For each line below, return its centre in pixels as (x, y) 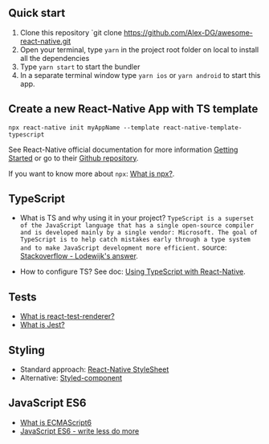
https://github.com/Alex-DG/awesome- (188, 32)
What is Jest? (43, 325)
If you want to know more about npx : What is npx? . (92, 173)
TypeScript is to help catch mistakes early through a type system (135, 240)
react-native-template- (202, 128)
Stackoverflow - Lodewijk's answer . (79, 256)
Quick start (37, 13)
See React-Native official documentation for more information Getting (123, 149)
